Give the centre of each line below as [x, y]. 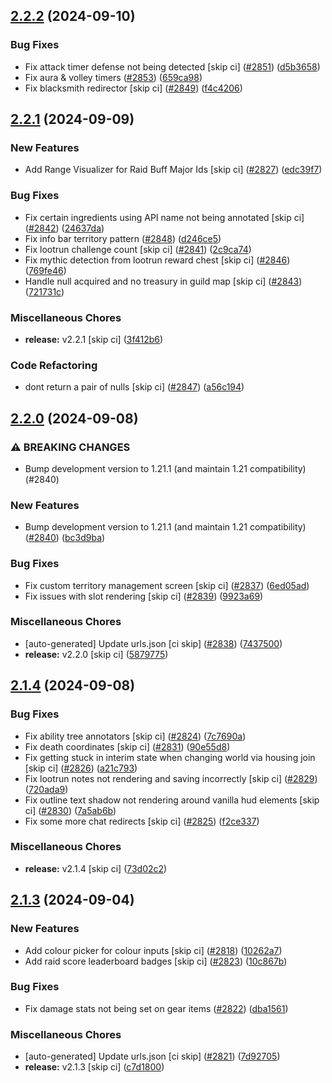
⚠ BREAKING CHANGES [70, 447]
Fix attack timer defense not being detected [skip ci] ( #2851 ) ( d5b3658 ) [172, 66]
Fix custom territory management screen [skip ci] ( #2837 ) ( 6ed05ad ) [167, 585]
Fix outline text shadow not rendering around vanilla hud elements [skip [172, 800]
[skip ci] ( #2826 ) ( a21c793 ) [81, 768]
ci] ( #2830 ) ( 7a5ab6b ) [70, 810]
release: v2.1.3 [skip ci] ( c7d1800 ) [94, 1067]
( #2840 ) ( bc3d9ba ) [65, 538]
